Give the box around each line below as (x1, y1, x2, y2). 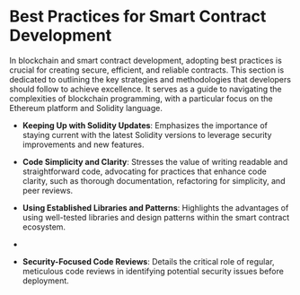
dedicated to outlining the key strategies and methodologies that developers (9, 74, 292, 84)
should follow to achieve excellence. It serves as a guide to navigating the (9, 83, 283, 94)
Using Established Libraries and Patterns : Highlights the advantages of (22, 202, 289, 213)
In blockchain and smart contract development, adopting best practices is (9, 55, 283, 65)
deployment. (22, 275, 69, 286)
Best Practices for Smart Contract (9, 6, 267, 27)
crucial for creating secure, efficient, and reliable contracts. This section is (9, 65, 285, 75)
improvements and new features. (22, 139, 146, 150)
